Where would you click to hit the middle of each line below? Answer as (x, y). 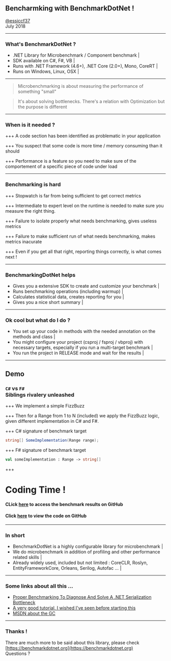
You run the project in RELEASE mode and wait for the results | (78, 353)
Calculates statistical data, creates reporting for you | (68, 297)
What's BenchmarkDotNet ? (41, 44)
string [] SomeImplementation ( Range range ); (52, 440)
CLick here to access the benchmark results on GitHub (64, 504)
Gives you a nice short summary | (48, 302)
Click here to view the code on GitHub (46, 516)
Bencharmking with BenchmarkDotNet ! (70, 8)
